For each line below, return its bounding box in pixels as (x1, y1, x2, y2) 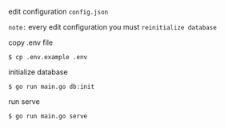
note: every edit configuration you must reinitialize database (8, 22, 218, 31)
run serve (8, 97, 40, 106)
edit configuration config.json (8, 7, 109, 16)
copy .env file (8, 38, 54, 47)
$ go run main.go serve (8, 112, 88, 120)
